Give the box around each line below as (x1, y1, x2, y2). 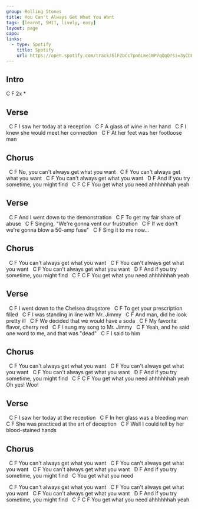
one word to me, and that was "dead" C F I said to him (6, 329, 140, 337)
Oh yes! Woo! (6, 381, 39, 388)
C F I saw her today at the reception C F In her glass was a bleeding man (8, 414, 189, 422)
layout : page (6, 25, 38, 31)
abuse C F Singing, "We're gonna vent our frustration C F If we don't (6, 220, 178, 227)
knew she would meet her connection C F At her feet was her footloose (6, 129, 182, 137)
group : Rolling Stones (6, 8, 62, 15)
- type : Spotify (11, 42, 51, 48)
